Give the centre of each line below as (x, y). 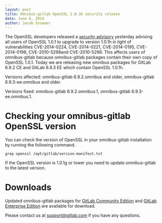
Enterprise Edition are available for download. (50, 206)
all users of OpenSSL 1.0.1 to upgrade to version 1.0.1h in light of (68, 42)
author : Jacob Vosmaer (28, 23)
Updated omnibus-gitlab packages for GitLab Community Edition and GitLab (81, 201)
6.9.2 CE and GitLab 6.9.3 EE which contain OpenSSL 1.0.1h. (65, 68)
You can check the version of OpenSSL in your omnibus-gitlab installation (78, 140)
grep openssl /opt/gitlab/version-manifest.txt (54, 154)
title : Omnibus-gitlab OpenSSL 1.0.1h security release (62, 14)
